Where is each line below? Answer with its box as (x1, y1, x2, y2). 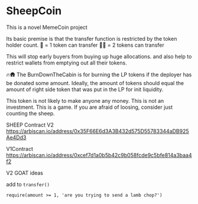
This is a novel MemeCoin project (6, 24, 87, 31)
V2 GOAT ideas (6, 169, 43, 176)
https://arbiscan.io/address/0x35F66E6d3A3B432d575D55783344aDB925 (6, 127, 189, 134)
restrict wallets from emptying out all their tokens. (6, 59, 127, 66)
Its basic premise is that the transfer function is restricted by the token (6, 35, 177, 42)
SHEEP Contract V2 (6, 121, 54, 128)
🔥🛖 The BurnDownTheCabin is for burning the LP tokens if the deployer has (6, 71, 192, 78)
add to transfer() (6, 180, 50, 187)
